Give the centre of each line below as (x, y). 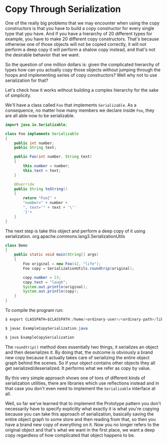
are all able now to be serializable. (40, 115)
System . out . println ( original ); (55, 287)
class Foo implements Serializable (42, 134)
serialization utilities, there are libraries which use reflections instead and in (82, 383)
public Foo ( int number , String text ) (53, 157)
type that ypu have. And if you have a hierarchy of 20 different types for (79, 33)
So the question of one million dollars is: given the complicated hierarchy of (83, 64)
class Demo (16, 245)
